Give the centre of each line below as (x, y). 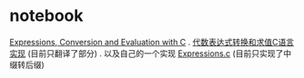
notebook (46, 16)
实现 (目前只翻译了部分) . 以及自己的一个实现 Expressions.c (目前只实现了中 (151, 53)
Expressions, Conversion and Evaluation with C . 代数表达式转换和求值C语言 (152, 42)
